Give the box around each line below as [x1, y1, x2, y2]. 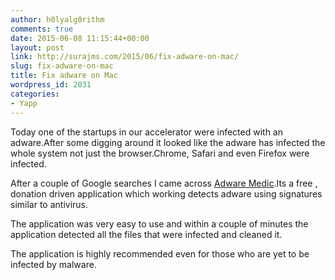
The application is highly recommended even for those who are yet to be [10, 247, 310, 260]
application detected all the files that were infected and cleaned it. [10, 228, 283, 240]
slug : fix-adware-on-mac [10, 61, 114, 71]
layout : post [10, 42, 65, 53]
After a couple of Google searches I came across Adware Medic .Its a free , [10, 177, 318, 189]
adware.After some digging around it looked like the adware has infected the [10, 136, 326, 148]
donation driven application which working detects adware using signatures [10, 187, 323, 200]
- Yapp [10, 98, 38, 108]
